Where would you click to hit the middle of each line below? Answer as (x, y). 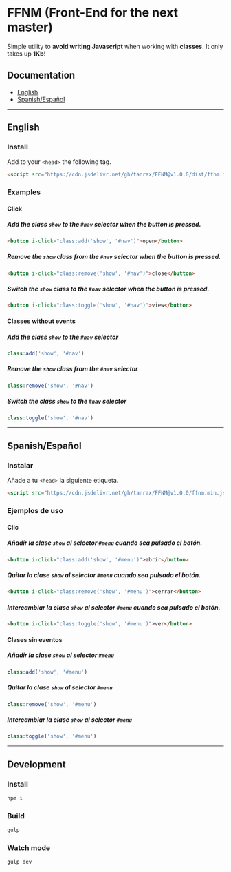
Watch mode (29, 847)
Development (37, 764)
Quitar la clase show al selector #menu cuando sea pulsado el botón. (104, 575)
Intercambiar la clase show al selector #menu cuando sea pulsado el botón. (114, 607)
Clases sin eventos (35, 639)
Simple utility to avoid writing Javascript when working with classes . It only (115, 46)
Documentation (41, 75)
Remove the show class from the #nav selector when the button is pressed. (114, 257)
